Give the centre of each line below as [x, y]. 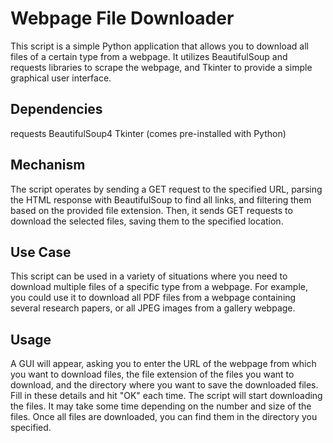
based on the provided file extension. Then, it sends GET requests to [151, 210]
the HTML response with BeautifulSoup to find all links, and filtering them [161, 199]
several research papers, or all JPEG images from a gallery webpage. [153, 308]
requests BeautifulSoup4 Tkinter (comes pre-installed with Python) [148, 133]
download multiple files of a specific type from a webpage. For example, [159, 287]
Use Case [41, 252]
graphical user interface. [61, 78]
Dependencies [56, 109]
